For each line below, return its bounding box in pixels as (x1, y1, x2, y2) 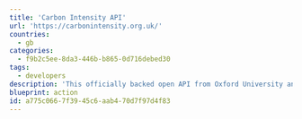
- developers (17, 72, 67, 81)
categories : (9, 47, 54, 55)
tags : (9, 64, 30, 72)
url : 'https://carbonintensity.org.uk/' (9, 21, 164, 30)
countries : (9, 30, 50, 38)
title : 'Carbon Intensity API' (9, 13, 127, 22)
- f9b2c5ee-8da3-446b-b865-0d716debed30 (17, 55, 171, 64)
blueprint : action (9, 88, 78, 97)
